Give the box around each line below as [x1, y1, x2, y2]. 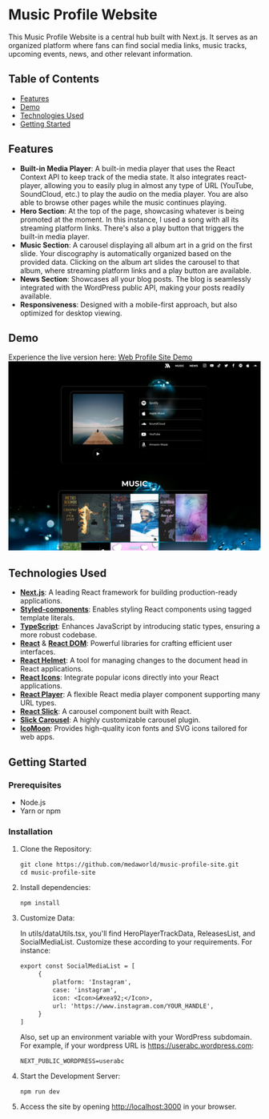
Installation [8, 826, 54, 837]
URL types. [19, 698, 57, 708]
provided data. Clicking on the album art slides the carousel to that [19, 257, 240, 267]
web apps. [19, 732, 55, 742]
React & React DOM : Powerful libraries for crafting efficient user [19, 639, 233, 648]
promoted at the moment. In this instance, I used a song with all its [19, 215, 239, 224]
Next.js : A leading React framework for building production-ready [19, 588, 238, 597]
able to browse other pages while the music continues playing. [19, 198, 227, 207]
